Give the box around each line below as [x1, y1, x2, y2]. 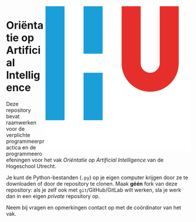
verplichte [6, 131, 31, 138]
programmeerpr [6, 138, 45, 145]
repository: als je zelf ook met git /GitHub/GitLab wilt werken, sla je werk [6, 186, 181, 193]
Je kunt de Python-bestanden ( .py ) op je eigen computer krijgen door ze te [6, 174, 188, 181]
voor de [6, 125, 25, 132]
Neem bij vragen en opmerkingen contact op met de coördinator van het [6, 204, 181, 211]
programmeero [6, 150, 43, 157]
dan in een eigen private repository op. [6, 192, 100, 200]
